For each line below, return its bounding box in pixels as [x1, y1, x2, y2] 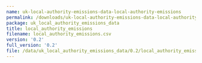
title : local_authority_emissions [6, 25, 93, 32]
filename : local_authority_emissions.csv [6, 31, 112, 37]
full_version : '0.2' [6, 43, 58, 49]
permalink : [6, 14, 34, 20]
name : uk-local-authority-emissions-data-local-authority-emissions [6, 8, 182, 15]
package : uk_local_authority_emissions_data [6, 20, 120, 26]
